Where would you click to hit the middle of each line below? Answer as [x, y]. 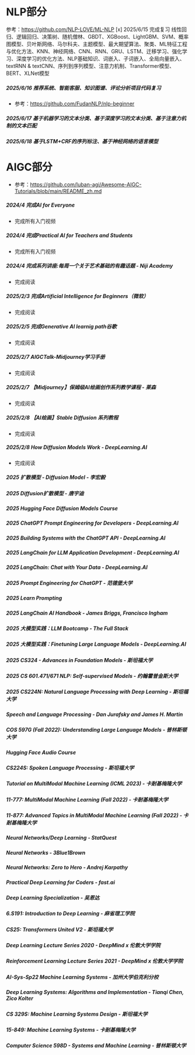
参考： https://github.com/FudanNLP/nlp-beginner [74, 104]
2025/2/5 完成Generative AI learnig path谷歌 [61, 327]
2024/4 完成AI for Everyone [40, 205]
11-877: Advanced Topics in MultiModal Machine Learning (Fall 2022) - [94, 815]
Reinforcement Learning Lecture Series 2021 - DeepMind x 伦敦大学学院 [95, 961]
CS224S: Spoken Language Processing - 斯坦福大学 [70, 768]
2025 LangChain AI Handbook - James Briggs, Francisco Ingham [87, 613]
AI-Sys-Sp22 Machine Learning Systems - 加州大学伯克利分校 [82, 977]
